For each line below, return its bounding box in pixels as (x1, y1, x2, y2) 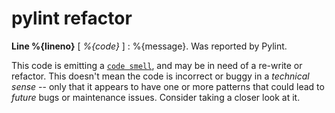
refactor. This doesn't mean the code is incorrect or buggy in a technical (11, 70, 310, 82)
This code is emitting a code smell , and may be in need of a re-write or (11, 59, 303, 71)
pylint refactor (11, 7, 133, 30)
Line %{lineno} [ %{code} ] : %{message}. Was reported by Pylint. (11, 40, 288, 52)
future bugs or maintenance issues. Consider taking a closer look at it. (11, 91, 301, 103)
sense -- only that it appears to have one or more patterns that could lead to (11, 80, 325, 92)
